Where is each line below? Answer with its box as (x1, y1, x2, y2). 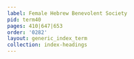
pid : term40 (7, 16, 41, 23)
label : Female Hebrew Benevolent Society (7, 9, 128, 17)
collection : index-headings (7, 41, 88, 48)
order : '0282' (7, 28, 48, 36)
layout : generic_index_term (7, 35, 88, 42)
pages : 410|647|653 (7, 22, 63, 29)
